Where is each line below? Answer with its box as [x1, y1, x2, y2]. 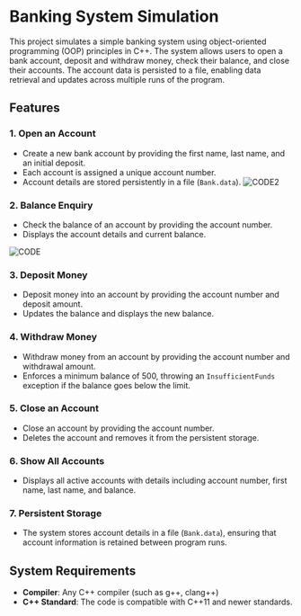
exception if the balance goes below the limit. [22, 379, 191, 390]
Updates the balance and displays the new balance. [22, 308, 214, 319]
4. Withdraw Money [9, 331, 97, 344]
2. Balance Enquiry [9, 199, 93, 211]
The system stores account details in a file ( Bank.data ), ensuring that [22, 528, 277, 539]
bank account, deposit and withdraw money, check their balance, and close [9, 55, 290, 66]
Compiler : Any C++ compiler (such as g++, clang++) [22, 587, 219, 598]
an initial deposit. [22, 157, 86, 168]
